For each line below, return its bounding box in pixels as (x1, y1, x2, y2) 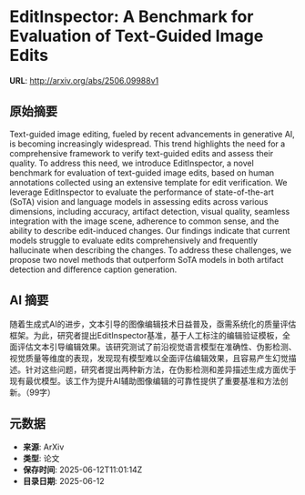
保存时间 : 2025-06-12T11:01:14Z (22, 464, 143, 475)
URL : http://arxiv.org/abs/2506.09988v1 (9, 75, 159, 86)
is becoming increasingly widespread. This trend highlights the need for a (9, 138, 286, 149)
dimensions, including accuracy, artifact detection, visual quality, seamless (9, 206, 290, 217)
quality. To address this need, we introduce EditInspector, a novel (9, 157, 255, 168)
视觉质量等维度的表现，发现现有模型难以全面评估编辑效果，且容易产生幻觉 (9, 352, 289, 363)
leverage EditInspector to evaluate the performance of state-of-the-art (9, 187, 275, 197)
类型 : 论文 (22, 453, 60, 464)
